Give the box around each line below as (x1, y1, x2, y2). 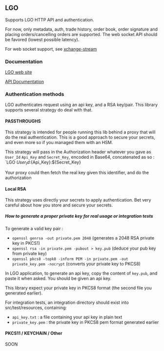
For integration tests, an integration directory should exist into (5, 299, 129, 305)
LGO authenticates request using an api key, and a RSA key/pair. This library (5, 102, 158, 108)
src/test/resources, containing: (5, 304, 67, 311)
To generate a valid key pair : (5, 225, 63, 231)
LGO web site (5, 69, 32, 75)
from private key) (12, 250, 47, 256)
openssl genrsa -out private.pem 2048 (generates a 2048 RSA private (12, 235, 155, 240)
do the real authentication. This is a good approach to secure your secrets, (5, 134, 155, 140)
